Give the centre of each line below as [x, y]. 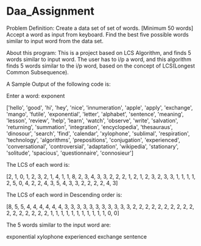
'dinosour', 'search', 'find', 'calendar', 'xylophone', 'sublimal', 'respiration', [98, 133]
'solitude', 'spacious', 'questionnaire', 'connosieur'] [70, 153]
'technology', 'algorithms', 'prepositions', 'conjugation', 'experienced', [93, 140]
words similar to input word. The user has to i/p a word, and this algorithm [99, 59]
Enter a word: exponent [36, 96]
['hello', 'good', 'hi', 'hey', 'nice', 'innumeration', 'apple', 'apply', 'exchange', [100, 107]
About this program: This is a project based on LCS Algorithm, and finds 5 [99, 52]
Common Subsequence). [37, 72]
